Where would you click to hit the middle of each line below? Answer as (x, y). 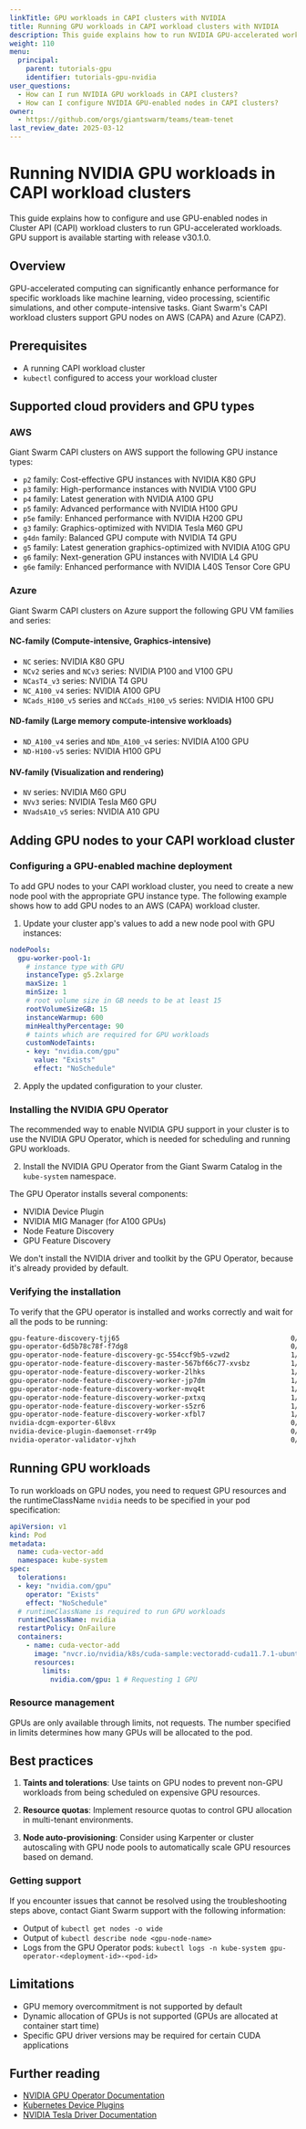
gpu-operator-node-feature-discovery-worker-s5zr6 (107, 1406)
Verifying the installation (65, 1292)
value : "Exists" (64, 1060)
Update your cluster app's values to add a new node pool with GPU (148, 923)
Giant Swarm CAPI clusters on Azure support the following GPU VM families (152, 610)
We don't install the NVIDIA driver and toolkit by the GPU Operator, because (152, 1259)
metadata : (28, 1544)
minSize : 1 (46, 992)
